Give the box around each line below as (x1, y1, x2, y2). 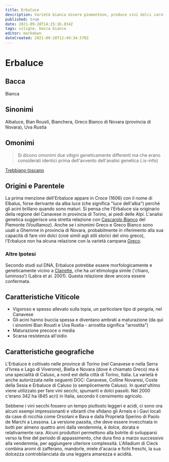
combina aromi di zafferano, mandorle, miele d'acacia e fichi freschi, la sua (5, 446, 161, 452)
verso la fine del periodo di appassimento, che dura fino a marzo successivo (5, 435, 163, 441)
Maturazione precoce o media (12, 327, 75, 333)
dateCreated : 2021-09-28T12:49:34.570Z (5, 36, 89, 41)
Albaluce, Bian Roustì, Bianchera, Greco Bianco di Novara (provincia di (5, 119, 151, 125)
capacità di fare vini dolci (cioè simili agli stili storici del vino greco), (5, 233, 145, 239)
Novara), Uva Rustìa (5, 124, 47, 130)
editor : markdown (5, 31, 42, 36)
